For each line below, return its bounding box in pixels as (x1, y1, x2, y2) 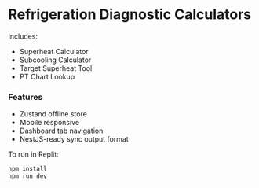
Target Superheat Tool (19, 63, 93, 72)
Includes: (8, 31, 38, 41)
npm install (8, 165, 47, 173)
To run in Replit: (8, 149, 59, 159)
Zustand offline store (19, 109, 88, 119)
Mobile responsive (19, 118, 80, 127)
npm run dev (8, 172, 47, 180)
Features (8, 91, 43, 102)
